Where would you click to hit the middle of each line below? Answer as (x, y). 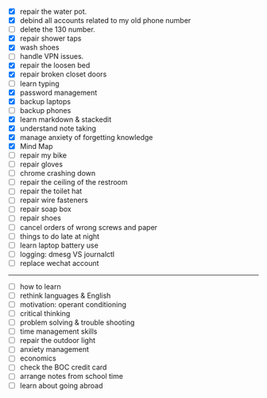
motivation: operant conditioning (73, 304)
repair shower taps (50, 38)
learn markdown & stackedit (66, 119)
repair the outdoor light (58, 341)
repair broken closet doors (63, 74)
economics (38, 358)
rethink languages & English (65, 295)
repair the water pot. (53, 12)
